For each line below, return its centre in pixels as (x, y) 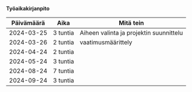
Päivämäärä (28, 23)
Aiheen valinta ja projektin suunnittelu (131, 33)
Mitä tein (131, 23)
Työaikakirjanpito (28, 8)
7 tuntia (63, 71)
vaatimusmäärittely (106, 42)
